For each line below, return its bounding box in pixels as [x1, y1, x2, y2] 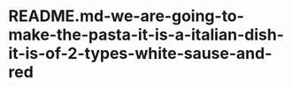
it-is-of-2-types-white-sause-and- [8, 44, 273, 63]
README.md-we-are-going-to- [8, 6, 245, 26]
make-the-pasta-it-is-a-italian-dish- [8, 25, 285, 45]
